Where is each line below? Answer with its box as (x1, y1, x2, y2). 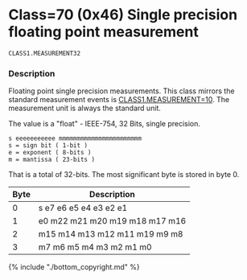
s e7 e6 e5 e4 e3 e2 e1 (38, 203, 128, 214)
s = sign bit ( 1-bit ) (8, 142, 89, 150)
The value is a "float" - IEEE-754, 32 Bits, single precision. (8, 119, 201, 129)
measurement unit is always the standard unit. (8, 103, 161, 113)
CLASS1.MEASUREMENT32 (8, 49, 81, 57)
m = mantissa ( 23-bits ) (8, 155, 95, 164)
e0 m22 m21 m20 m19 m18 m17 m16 (38, 216, 187, 227)
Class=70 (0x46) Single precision (8, 6, 238, 24)
